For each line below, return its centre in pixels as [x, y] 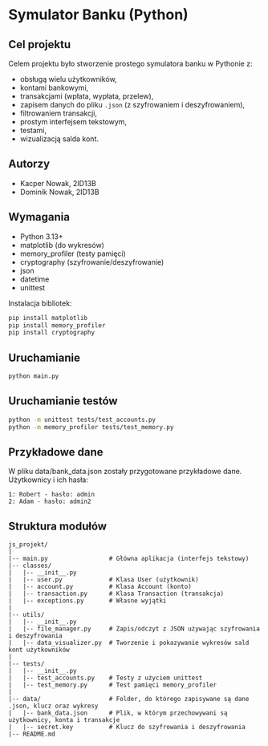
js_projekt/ [28, 545]
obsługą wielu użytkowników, [69, 79]
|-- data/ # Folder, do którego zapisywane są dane [129, 699]
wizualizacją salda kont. [59, 139]
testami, [33, 130]
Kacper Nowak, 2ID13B [58, 183]
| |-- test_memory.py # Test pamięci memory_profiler [113, 685]
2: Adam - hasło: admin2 [50, 502]
